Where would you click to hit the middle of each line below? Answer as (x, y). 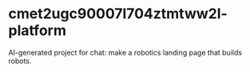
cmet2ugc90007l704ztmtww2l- (118, 14)
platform (37, 30)
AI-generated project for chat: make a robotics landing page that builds (125, 52)
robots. (20, 61)
